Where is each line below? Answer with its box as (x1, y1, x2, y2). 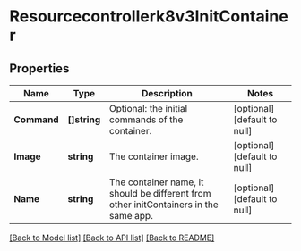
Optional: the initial (108, 103, 188, 114)
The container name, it (108, 176, 204, 188)
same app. (108, 210, 154, 222)
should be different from (108, 188, 211, 199)
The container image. (108, 150, 199, 163)
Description (142, 88, 193, 99)
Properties (9, 61, 70, 76)
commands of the (108, 113, 184, 126)
